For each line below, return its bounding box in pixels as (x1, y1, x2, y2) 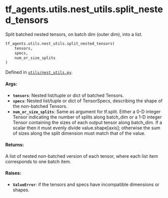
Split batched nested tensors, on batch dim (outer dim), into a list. (5, 31, 143, 37)
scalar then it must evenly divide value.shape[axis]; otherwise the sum (12, 125, 160, 131)
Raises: (5, 170, 21, 176)
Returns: (5, 142, 24, 148)
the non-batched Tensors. (12, 103, 68, 109)
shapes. (12, 187, 30, 193)
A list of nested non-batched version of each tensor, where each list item (5, 153, 158, 159)
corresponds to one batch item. (5, 158, 71, 164)
